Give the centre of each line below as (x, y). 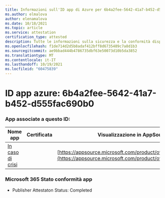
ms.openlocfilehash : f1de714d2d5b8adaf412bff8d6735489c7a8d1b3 (71, 46)
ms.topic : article (24, 28)
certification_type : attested (36, 37)
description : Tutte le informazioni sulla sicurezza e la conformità (78, 42)
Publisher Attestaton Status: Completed (52, 190)
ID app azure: (33, 93)
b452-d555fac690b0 (50, 104)
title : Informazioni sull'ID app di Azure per (54, 10)
